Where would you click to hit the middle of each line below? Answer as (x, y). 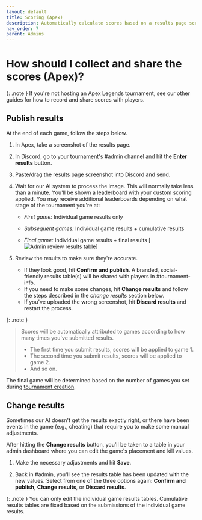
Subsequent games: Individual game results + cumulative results (104, 228)
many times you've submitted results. (67, 338)
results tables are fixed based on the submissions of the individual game (96, 505)
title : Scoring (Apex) (35, 17)
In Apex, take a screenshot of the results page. (73, 144)
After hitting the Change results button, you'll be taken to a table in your (96, 444)
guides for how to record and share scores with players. (75, 100)
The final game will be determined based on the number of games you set (98, 380)
